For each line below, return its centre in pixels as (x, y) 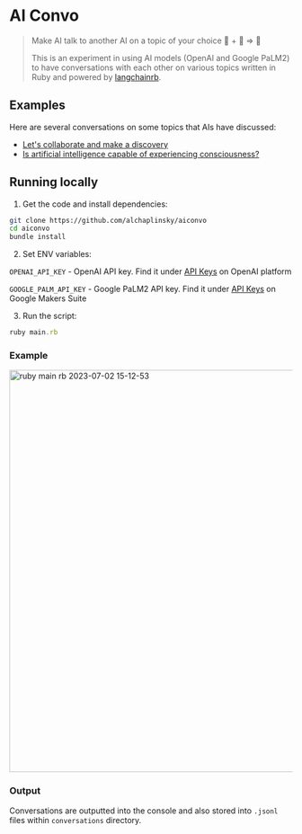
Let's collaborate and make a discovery (95, 144)
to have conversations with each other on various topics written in (154, 67)
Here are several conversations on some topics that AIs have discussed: (143, 127)
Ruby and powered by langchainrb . (96, 76)
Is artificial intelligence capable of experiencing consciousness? (141, 154)
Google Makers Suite (48, 298)
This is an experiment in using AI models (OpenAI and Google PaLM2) (160, 58)
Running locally (54, 182)
